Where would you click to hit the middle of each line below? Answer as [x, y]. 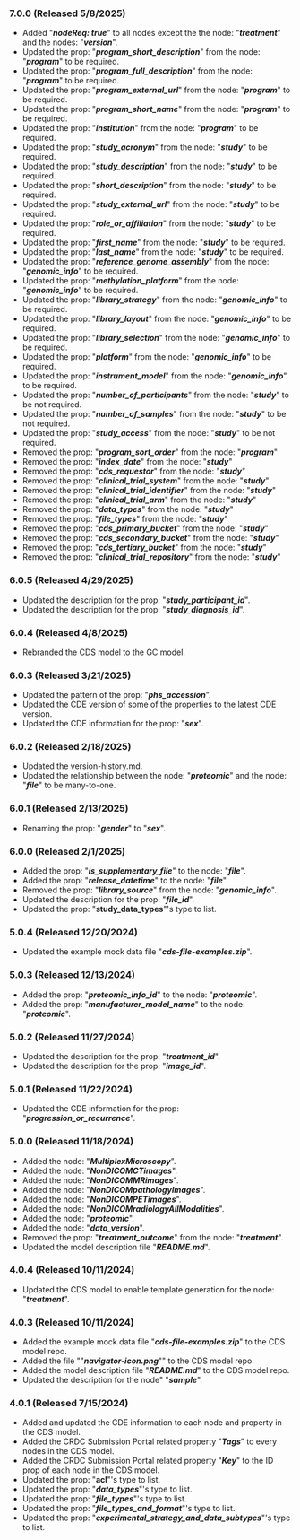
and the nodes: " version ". [70, 42]
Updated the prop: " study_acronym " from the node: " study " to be [145, 147]
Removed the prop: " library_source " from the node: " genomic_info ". [150, 890]
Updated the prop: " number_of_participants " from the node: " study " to [155, 395]
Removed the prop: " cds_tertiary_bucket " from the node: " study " [144, 548]
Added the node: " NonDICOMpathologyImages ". [114, 1189]
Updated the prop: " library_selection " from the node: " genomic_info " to [156, 338]
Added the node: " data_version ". [83, 1228]
